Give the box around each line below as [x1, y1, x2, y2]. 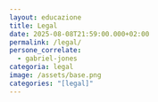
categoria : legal [9, 63, 74, 72]
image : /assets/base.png [9, 71, 102, 80]
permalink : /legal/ [9, 37, 82, 47]
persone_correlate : [9, 46, 82, 55]
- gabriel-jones [17, 54, 78, 63]
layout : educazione [9, 12, 82, 22]
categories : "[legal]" [9, 79, 94, 88]
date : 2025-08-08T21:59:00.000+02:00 [9, 29, 150, 38]
